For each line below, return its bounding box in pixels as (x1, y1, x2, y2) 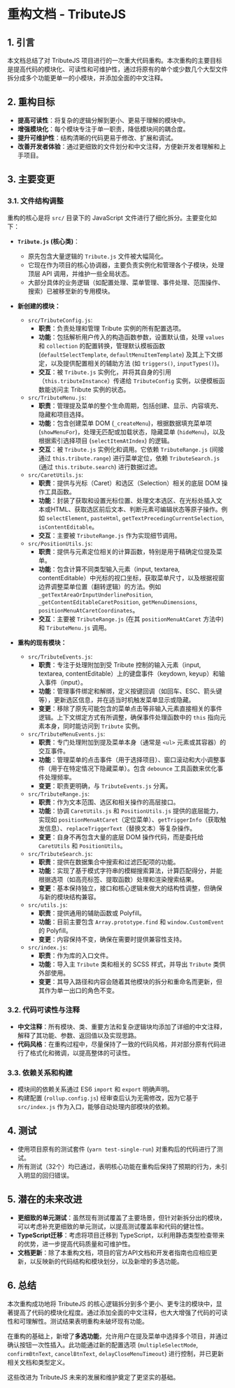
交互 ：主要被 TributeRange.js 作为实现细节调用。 (38, 531, 181, 539)
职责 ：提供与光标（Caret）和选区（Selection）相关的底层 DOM (38, 478, 220, 487)
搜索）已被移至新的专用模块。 (27, 287, 114, 295)
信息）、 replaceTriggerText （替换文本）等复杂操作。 (44, 824, 197, 832)
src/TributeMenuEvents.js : (27, 729, 106, 738)
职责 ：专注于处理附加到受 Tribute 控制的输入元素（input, (38, 660, 201, 668)
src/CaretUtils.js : (27, 470, 84, 479)
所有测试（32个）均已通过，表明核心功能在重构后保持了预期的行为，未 (17, 1162, 222, 1171)
